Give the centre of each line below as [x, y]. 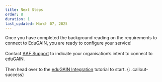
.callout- [140, 70]
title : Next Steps [24, 10]
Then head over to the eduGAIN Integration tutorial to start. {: [68, 70]
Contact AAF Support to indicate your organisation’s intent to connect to [79, 54]
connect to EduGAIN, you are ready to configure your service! [68, 43]
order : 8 [14, 14]
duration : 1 [17, 19]
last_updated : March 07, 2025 [37, 24]
